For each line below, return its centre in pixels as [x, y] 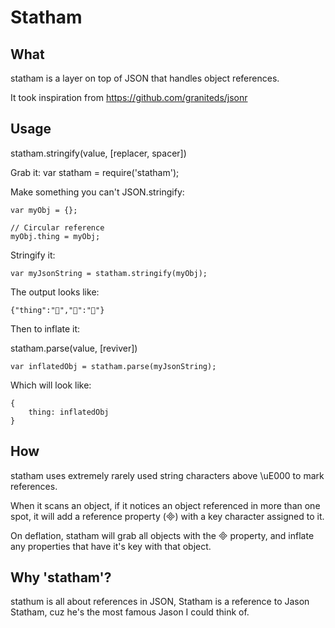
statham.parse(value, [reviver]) [74, 348]
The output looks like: [55, 292]
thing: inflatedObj [69, 412]
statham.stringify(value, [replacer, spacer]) [98, 153]
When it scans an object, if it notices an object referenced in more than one [165, 505]
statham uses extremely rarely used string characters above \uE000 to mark [167, 475]
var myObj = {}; [44, 210]
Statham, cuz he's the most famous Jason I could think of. [130, 612]
